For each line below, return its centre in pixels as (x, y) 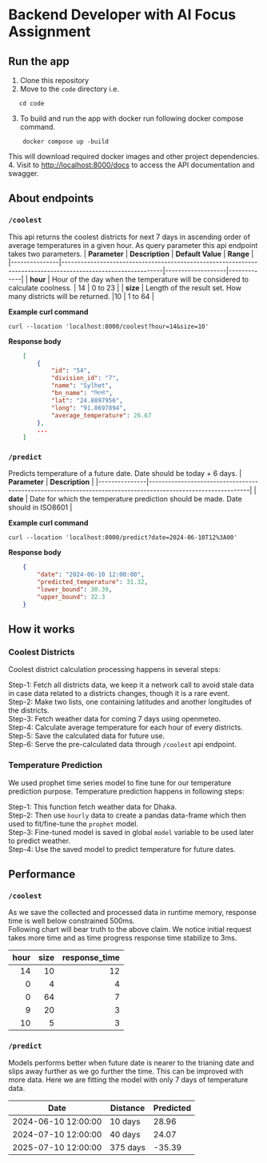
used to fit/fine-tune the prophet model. (73, 823)
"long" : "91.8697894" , (89, 408)
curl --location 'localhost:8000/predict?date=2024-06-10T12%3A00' (123, 538)
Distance (128, 1108)
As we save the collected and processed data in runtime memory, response (133, 913)
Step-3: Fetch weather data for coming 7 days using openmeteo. (115, 719)
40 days (125, 1134)
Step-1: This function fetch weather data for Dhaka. (93, 806)
